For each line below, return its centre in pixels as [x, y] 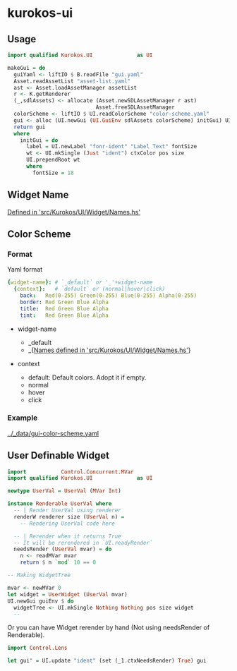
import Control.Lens [38, 648]
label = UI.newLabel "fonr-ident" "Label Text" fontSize [111, 147]
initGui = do [39, 140]
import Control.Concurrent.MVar [71, 472]
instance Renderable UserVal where [60, 504]
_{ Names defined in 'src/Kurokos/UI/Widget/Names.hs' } [109, 350]
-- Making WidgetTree [39, 575]
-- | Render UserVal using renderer [67, 510]
